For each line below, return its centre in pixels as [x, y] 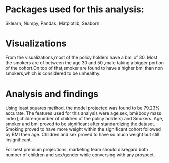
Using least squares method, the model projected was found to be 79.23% [83, 108]
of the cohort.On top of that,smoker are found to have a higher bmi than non [84, 68]
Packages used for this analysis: [75, 9]
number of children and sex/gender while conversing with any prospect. [80, 155]
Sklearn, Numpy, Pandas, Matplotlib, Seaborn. [53, 23]
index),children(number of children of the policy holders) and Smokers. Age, [84, 118]
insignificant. [19, 140]
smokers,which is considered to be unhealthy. [53, 73]
